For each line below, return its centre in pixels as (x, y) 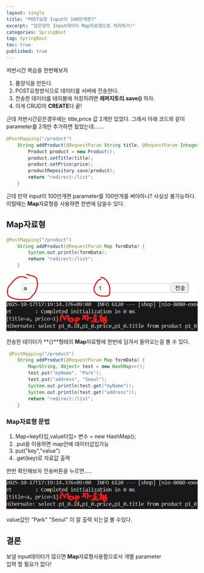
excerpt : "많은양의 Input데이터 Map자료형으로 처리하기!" (71, 26)
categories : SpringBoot (36, 32)
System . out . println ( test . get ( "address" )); (83, 392)
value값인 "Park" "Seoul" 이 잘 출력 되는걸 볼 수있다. (69, 519)
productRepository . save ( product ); (72, 171)
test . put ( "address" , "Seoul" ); (68, 380)
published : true (27, 52)
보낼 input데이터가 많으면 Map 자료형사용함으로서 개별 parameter (84, 556)
